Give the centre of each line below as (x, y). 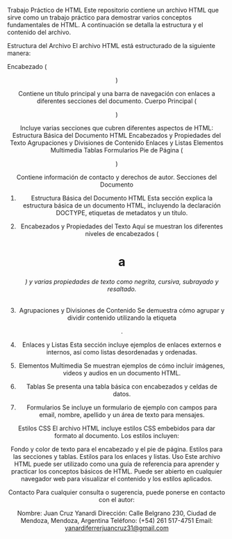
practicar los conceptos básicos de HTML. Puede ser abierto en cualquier (117, 471)
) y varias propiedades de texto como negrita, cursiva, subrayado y (122, 281)
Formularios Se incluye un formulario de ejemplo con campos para (122, 407)
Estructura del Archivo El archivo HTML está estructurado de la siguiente (111, 46)
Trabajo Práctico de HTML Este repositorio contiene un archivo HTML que (113, 10)
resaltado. (122, 289)
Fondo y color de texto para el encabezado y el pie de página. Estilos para (117, 449)
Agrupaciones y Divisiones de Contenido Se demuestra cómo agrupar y (122, 311)
